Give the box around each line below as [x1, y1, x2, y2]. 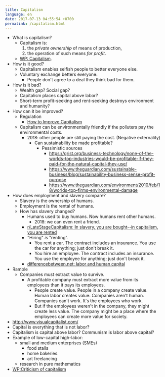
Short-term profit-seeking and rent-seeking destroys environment [19, 98, 154, 104]
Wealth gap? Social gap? [19, 87, 70, 93]
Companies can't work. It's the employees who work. [34, 298, 143, 304]
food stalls [27, 345, 48, 351]
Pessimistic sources [41, 145, 82, 151]
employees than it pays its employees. [27, 282, 105, 288]
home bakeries [27, 350, 58, 357]
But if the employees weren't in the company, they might [34, 303, 150, 309]
